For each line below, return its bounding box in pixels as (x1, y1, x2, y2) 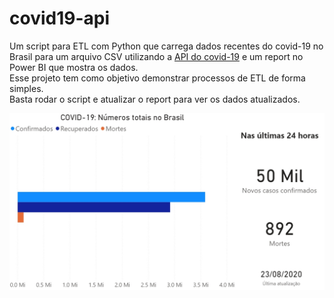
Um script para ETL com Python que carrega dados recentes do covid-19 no (9, 40, 324, 52)
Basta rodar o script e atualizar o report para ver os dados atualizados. (9, 93, 301, 105)
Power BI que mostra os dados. (9, 61, 139, 73)
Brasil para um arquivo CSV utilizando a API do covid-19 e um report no (9, 50, 304, 62)
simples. (9, 82, 44, 94)
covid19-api (9, 7, 111, 30)
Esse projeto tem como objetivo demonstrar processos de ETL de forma (9, 72, 306, 84)
